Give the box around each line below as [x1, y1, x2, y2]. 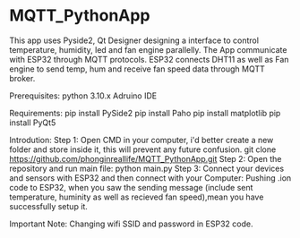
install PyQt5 [9, 117, 56, 128]
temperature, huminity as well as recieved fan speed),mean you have [9, 191, 264, 202]
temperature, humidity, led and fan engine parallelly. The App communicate [9, 44, 287, 55]
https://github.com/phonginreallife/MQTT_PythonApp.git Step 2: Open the [9, 153, 282, 164]
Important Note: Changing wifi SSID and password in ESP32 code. [9, 218, 253, 229]
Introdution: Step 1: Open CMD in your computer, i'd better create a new [9, 134, 274, 145]
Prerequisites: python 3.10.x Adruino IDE [9, 90, 158, 101]
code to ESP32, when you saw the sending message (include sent [9, 182, 253, 192]
